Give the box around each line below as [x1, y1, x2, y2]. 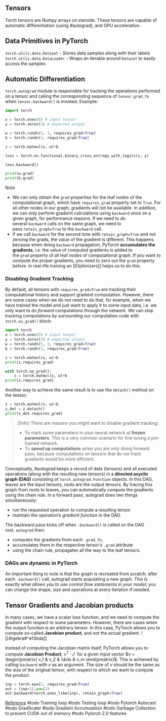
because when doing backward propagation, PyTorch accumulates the [12, 242, 156, 248]
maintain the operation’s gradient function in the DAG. [12, 512, 122, 518]
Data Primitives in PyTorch [5, 37, 88, 45]
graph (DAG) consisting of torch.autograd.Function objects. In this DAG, [5, 476, 153, 482]
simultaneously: [5, 497, 38, 503]
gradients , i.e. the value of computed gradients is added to [12, 247, 132, 253]
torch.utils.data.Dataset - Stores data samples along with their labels [5, 50, 150, 56]
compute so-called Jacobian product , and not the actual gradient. [5, 630, 140, 636]
